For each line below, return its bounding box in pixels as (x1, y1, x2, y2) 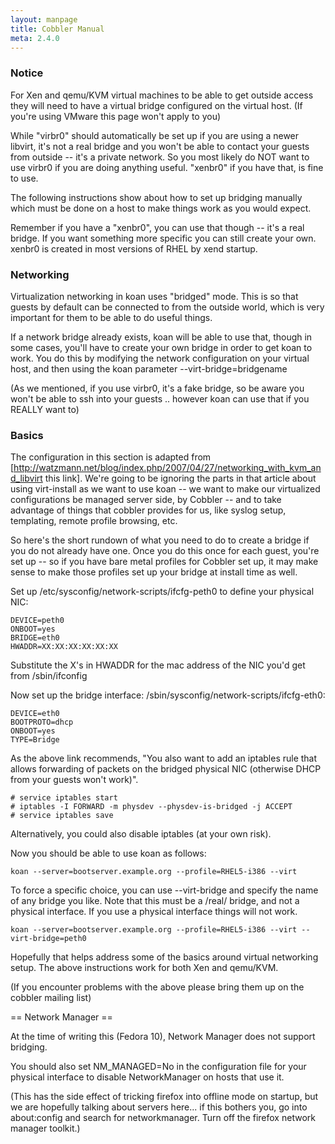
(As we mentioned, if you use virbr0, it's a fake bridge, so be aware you (10, 382, 305, 394)
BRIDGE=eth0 (10, 633, 60, 643)
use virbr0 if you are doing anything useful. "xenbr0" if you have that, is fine (10, 161, 324, 173)
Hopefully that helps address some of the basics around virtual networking (10, 951, 319, 963)
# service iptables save (10, 811, 114, 821)
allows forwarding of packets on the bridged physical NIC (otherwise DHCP (10, 763, 322, 775)
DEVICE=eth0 (10, 709, 60, 719)
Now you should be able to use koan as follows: (10, 847, 207, 860)
